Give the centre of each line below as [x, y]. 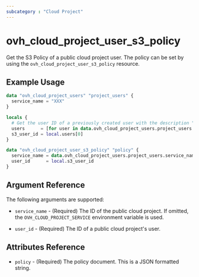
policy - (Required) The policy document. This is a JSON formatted [97, 262]
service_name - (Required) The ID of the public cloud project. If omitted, [102, 211]
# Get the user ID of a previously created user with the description [100, 123]
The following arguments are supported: [55, 199]
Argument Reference [46, 185]
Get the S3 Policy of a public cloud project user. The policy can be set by [95, 57]
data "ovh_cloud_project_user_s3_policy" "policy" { [73, 150]
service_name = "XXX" [38, 101]
